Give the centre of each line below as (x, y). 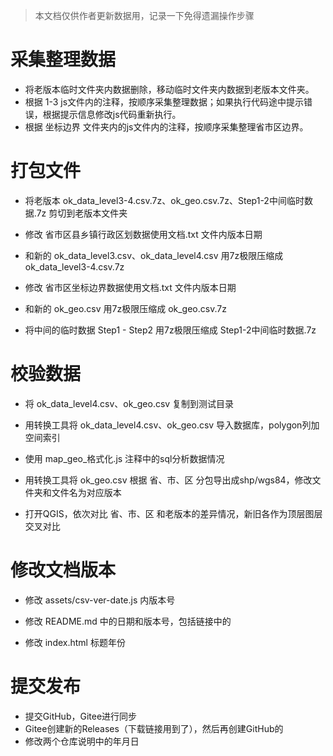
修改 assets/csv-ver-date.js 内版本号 (100, 600)
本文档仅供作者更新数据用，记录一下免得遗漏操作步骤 (144, 15)
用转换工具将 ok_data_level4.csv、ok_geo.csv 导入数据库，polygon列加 (172, 425)
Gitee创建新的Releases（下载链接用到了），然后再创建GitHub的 (154, 728)
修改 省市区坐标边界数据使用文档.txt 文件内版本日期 (130, 287)
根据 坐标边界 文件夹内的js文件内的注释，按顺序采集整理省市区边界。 (166, 126)
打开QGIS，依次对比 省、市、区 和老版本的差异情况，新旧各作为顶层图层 (173, 513)
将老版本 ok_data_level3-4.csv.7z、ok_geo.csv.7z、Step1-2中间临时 (164, 200)
